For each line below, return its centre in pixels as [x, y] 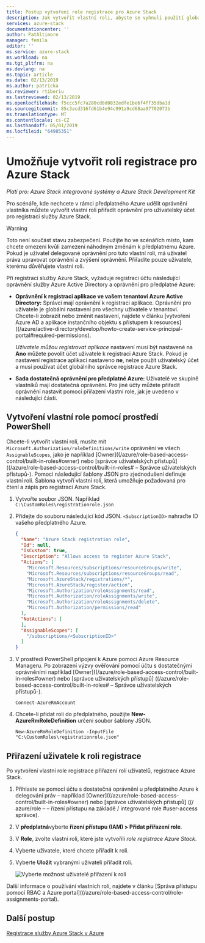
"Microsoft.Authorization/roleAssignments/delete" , [93, 602]
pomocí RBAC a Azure [34, 892]
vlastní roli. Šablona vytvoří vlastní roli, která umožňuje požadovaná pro [96, 480]
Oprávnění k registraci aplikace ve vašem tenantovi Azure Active [99, 296]
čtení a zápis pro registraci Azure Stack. [56, 487]
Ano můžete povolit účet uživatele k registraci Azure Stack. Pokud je [101, 353]
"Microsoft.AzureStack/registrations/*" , [80, 579]
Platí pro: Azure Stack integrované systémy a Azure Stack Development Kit [101, 191]
